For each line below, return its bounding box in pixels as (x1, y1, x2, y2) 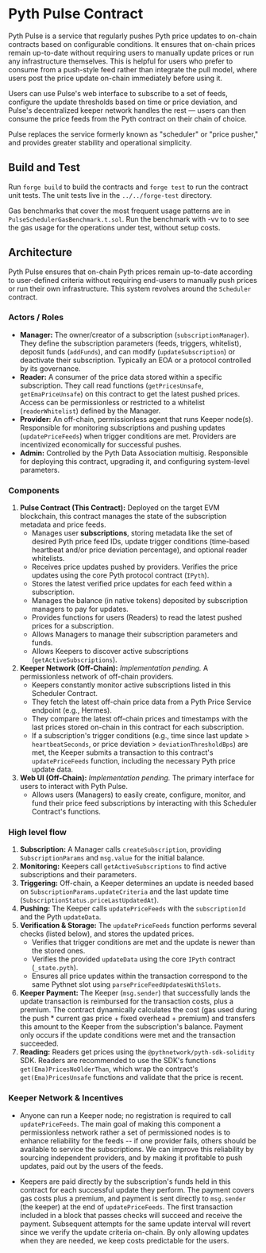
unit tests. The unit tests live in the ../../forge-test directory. (8, 190, 213, 199)
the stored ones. (31, 946, 86, 956)
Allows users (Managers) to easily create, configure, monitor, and (31, 790, 246, 799)
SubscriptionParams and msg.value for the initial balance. (19, 853, 205, 863)
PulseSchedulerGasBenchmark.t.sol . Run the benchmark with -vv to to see (8, 214, 250, 223)
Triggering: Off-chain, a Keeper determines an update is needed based (19, 879, 254, 888)
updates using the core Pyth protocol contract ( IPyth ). (31, 570, 210, 580)
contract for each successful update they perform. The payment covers (19, 1185, 255, 1194)
